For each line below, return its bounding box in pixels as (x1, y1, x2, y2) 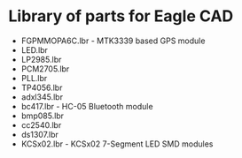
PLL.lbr (20, 72, 48, 83)
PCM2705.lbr (20, 64, 70, 74)
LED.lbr (20, 44, 48, 55)
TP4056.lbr (20, 82, 63, 93)
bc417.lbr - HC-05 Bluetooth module (20, 101, 153, 111)
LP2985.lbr (20, 54, 62, 64)
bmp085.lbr (20, 110, 64, 121)
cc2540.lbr (20, 119, 62, 130)
